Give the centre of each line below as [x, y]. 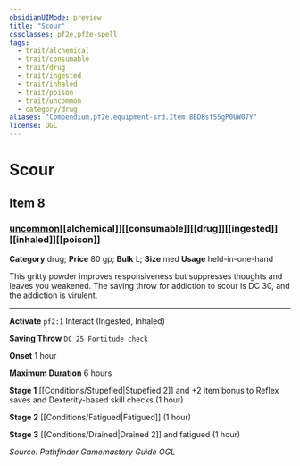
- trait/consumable [54, 59]
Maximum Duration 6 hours [61, 373]
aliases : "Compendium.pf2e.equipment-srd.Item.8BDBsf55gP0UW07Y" [133, 117]
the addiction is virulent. [54, 295]
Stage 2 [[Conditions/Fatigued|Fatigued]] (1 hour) [100, 417]
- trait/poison [46, 92]
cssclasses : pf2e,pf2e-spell [63, 34]
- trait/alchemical [54, 51]
